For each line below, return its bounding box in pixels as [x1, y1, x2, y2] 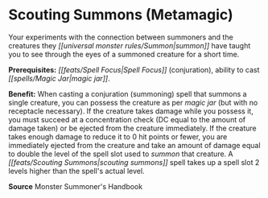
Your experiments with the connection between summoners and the [8, 32, 233, 42]
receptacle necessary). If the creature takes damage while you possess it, [8, 106, 254, 116]
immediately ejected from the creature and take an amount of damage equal [8, 140, 261, 150]
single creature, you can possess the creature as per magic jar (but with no [8, 97, 258, 107]
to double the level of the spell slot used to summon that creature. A [8, 149, 233, 159]
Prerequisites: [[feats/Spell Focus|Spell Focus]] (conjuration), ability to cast [8, 64, 260, 74]
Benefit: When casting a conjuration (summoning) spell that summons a [8, 89, 247, 98]
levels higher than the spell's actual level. [8, 166, 145, 175]
